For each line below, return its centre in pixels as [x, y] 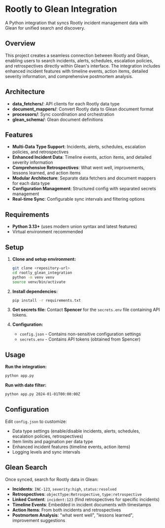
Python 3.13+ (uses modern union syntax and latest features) [75, 227]
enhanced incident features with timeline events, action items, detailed [77, 71]
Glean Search [26, 468]
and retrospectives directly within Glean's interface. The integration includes [83, 66]
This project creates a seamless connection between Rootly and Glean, [77, 55]
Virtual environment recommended [48, 232]
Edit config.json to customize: [36, 421]
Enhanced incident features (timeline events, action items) [71, 447]
